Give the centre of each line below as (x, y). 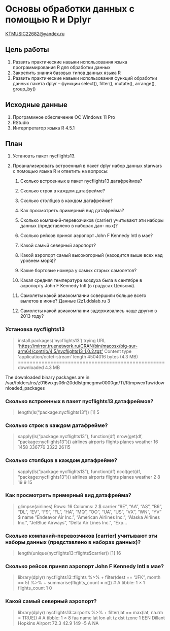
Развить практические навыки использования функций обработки (85, 78)
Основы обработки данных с (70, 9)
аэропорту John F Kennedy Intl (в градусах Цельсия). (78, 286)
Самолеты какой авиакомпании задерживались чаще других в (89, 311)
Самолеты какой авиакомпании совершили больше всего (83, 295)
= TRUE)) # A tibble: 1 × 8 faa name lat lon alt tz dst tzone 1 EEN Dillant (91, 618)
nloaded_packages (25, 388)
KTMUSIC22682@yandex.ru (35, 34)
